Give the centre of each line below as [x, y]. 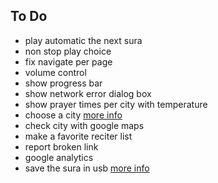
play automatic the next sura [83, 40]
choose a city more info [73, 115]
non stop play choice [68, 51]
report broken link [61, 146]
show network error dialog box [88, 93]
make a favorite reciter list [78, 136]
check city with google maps [84, 125]
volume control [55, 72]
